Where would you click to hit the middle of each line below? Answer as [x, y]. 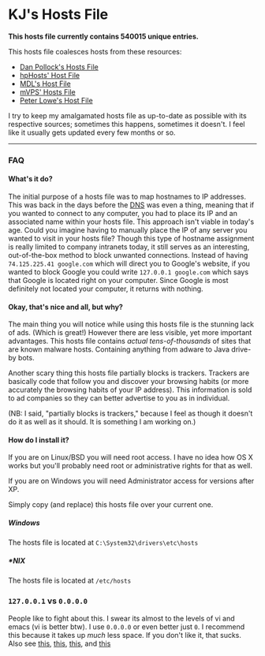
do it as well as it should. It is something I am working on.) [102, 422]
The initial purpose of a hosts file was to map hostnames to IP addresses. [127, 197]
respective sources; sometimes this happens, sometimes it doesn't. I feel [127, 124]
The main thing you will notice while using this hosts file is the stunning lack [131, 324]
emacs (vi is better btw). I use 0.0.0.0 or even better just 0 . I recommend [127, 626]
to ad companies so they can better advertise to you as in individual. [119, 398]
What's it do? [30, 179]
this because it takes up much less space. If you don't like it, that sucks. [125, 635]
